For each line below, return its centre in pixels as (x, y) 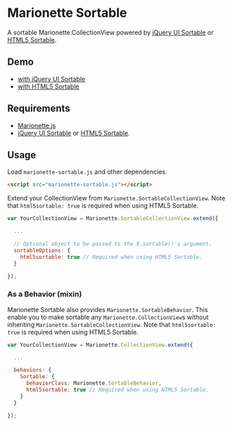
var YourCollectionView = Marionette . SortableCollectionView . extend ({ (113, 219)
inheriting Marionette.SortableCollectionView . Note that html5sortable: (112, 324)
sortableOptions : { (42, 250)
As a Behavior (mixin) (45, 295)
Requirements (39, 109)
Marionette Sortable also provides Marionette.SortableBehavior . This (108, 309)
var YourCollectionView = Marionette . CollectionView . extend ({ (100, 345)
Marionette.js (37, 125)
